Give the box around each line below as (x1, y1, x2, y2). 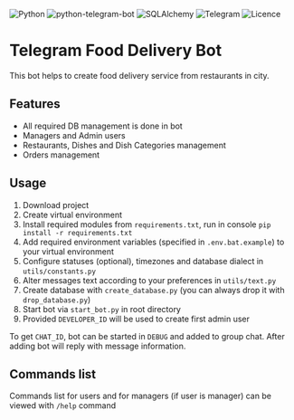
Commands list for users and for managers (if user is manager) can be (9, 390, 271, 402)
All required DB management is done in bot (22, 120, 183, 131)
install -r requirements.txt (22, 228, 133, 237)
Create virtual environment (22, 209, 123, 220)
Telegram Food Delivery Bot (9, 41, 223, 61)
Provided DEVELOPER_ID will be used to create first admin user (22, 313, 251, 324)
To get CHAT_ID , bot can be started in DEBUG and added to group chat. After (9, 330, 285, 341)
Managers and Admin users (22, 129, 127, 140)
